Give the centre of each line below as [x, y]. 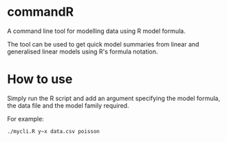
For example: [26, 119]
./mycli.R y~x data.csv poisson [53, 131]
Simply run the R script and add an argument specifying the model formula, [113, 98]
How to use [40, 79]
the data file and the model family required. [68, 105]
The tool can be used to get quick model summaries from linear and [103, 44]
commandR [41, 12]
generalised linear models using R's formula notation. [83, 51]
